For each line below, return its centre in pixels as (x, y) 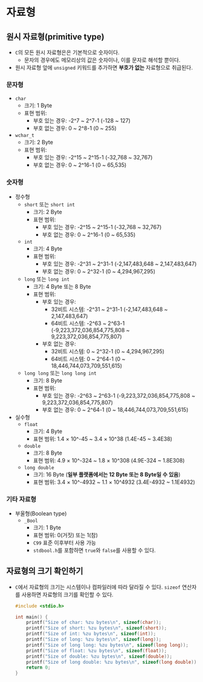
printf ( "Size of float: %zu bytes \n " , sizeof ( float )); (97, 650)
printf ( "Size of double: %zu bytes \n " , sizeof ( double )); (99, 656)
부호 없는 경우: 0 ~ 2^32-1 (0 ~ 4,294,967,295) (99, 271)
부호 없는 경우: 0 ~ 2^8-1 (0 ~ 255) (75, 129)
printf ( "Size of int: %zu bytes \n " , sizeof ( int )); (91, 634)
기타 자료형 (21, 499)
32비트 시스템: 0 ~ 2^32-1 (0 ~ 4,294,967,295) (108, 351)
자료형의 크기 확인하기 (45, 571)
